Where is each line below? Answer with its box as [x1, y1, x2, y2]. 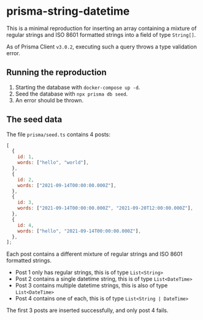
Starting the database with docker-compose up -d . [15, 83, 140, 91]
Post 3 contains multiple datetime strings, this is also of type [15, 282, 168, 289]
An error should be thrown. [15, 96, 84, 104]
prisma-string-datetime [6, 4, 130, 18]
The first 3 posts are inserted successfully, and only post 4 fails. [6, 307, 169, 314]
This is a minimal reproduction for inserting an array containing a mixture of [6, 25, 197, 32]
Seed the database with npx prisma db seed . [15, 90, 128, 97]
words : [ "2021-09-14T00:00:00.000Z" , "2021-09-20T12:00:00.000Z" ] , [17, 205, 193, 211]
